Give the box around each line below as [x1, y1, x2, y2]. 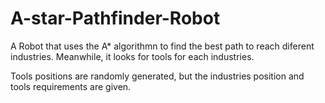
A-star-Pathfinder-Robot [10, 7, 221, 30]
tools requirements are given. [10, 80, 132, 92]
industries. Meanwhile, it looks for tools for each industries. [10, 50, 255, 62]
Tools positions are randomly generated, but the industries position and [10, 70, 305, 82]
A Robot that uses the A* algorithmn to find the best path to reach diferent [10, 40, 315, 52]
